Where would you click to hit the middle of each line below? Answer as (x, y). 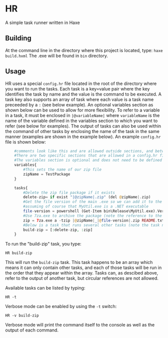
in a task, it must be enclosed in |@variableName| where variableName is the (82, 115)
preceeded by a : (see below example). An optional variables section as (79, 104)
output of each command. (32, 330)
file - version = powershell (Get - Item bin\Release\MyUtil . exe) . (90, 211)
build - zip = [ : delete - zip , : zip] (58, 230)
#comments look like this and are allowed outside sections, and (84, 151)
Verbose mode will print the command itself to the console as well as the (80, 325)
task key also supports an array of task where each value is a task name (79, 99)
